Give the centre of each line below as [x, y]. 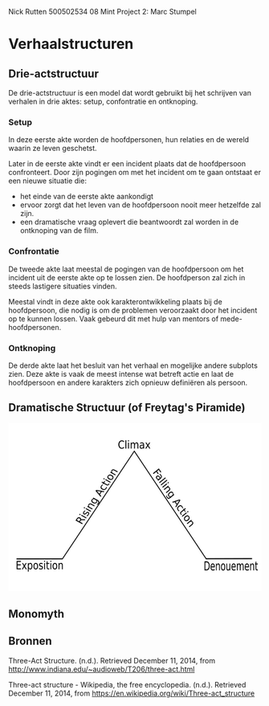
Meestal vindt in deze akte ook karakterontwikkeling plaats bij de [115, 301]
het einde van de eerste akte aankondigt [87, 197]
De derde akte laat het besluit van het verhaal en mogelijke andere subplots [133, 365]
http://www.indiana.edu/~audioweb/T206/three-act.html [102, 669]
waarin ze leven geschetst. [53, 149]
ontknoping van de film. [59, 231]
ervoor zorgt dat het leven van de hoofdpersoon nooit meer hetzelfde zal [140, 205]
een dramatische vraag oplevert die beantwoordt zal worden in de [129, 222]
